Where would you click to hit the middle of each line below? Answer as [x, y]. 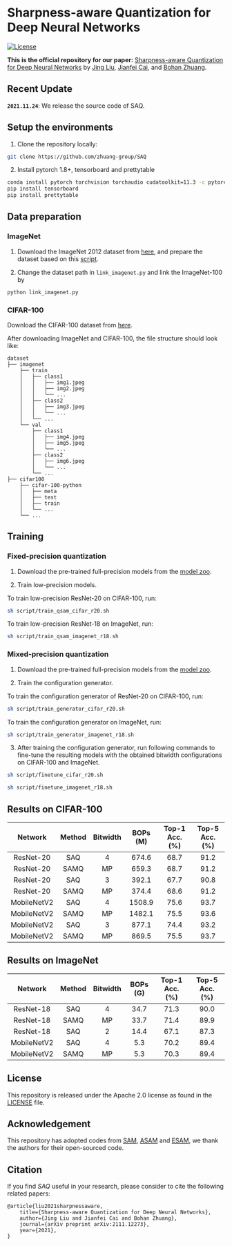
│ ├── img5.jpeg [58, 443]
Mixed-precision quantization [58, 654]
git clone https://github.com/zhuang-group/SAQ [77, 157]
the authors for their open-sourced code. [66, 1148]
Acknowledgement [49, 1124]
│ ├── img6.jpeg [58, 461]
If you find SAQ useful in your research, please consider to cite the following [116, 1187]
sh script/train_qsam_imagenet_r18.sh [63, 637]
